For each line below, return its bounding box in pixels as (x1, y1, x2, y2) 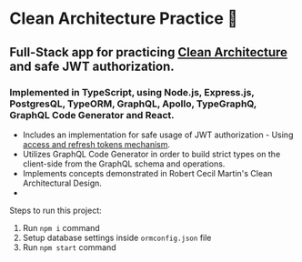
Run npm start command (22, 241, 116, 253)
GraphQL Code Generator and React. (9, 108, 175, 121)
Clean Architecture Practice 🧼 (9, 8, 238, 29)
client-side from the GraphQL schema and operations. (22, 158, 226, 169)
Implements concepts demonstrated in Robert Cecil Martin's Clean (22, 167, 273, 178)
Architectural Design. (22, 177, 103, 188)
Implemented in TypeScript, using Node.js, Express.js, (9, 86, 255, 98)
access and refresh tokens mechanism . (22, 138, 171, 149)
